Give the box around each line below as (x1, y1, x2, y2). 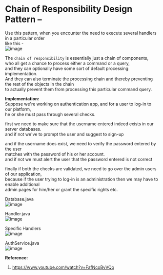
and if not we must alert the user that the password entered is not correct (5, 156, 153, 162)
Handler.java (5, 210, 30, 216)
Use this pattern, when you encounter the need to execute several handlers (5, 30, 157, 36)
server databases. (5, 126, 41, 132)
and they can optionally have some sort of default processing (5, 65, 128, 71)
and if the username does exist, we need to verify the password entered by (5, 140, 156, 146)
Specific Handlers (5, 225, 41, 231)
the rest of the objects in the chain (5, 81, 74, 87)
